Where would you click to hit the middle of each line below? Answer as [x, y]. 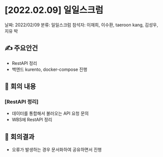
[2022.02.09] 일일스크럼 [54, 10]
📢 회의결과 [20, 137]
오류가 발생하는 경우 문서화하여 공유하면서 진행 [57, 150]
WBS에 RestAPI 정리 [32, 120]
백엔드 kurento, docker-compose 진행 [49, 69]
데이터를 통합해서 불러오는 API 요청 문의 [50, 113]
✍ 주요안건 [21, 48]
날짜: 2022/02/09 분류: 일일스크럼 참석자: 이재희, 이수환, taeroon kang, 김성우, [81, 25]
